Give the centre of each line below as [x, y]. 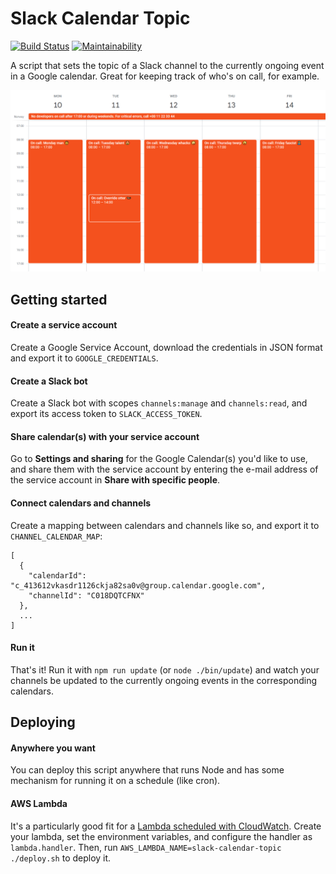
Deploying [43, 722]
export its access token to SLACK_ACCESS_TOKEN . [106, 414]
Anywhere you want [53, 748]
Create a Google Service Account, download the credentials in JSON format [166, 347]
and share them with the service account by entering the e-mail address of [164, 469]
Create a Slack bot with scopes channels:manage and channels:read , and [159, 403]
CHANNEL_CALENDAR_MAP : [56, 536]
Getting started [59, 299]
